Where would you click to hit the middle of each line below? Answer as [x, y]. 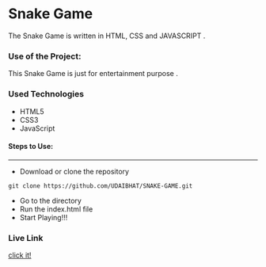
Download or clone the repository [74, 171]
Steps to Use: [31, 147]
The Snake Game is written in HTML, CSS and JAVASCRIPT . [107, 36]
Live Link [26, 238]
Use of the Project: [45, 56]
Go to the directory [50, 200]
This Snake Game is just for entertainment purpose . [93, 74]
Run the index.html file [56, 209]
